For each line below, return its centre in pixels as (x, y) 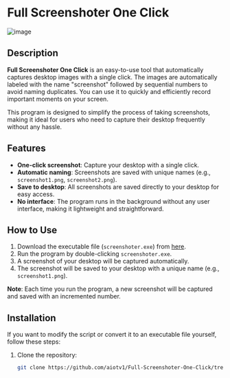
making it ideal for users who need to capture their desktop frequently (106, 119)
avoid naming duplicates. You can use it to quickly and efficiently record (109, 91)
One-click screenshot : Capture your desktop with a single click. (108, 165)
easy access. (36, 194)
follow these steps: (34, 342)
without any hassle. (35, 127)
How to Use (32, 230)
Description (33, 53)
